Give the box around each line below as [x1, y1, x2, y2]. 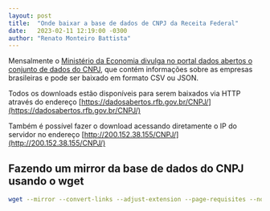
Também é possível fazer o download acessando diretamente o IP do [8, 121, 237, 131]
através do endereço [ [8, 97, 82, 107]
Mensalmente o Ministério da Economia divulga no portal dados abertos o [8, 56, 253, 66]
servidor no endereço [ [8, 130, 84, 140]
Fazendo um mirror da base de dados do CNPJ [8, 161, 244, 175]
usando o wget [8, 174, 84, 188]
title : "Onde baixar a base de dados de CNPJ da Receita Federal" [8, 19, 239, 27]
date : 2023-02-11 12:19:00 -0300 [8, 26, 128, 34]
